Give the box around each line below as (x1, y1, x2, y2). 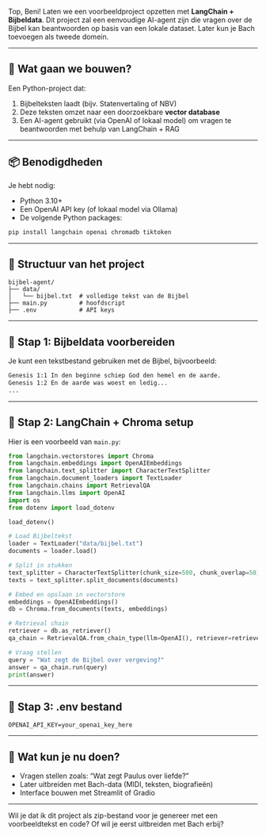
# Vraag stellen (8, 648, 62, 657)
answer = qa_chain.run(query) (8, 663, 108, 671)
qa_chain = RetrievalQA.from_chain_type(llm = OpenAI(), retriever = (8, 635, 232, 642)
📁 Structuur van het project (8, 257, 145, 270)
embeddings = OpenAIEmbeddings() (8, 598, 119, 606)
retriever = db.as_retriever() (8, 627, 112, 635)
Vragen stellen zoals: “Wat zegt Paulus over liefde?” (19, 771, 189, 780)
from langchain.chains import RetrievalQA (8, 481, 150, 490)
